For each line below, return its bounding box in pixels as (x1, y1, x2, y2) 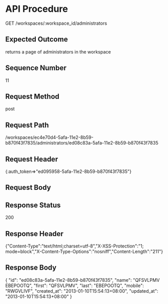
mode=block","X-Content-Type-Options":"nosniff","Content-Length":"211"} (5, 248, 163, 255)
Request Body (5, 183, 51, 192)
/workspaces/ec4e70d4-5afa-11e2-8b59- (5, 134, 94, 140)
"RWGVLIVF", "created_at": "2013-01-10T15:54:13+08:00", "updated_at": (5, 288, 159, 294)
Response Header (5, 229, 64, 238)
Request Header (5, 155, 58, 164)
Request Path (5, 120, 49, 129)
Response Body (5, 263, 57, 272)
